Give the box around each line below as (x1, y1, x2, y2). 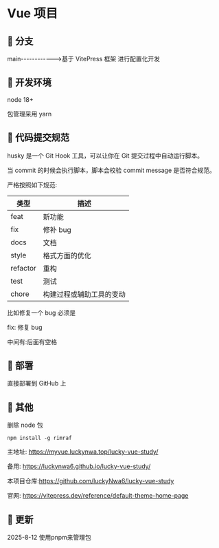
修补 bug (43, 224, 71, 234)
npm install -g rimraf (7, 434, 72, 442)
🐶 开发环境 (7, 76, 51, 89)
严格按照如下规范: (7, 180, 58, 189)
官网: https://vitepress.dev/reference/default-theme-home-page (7, 492, 189, 500)
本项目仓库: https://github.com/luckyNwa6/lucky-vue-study (7, 477, 174, 485)
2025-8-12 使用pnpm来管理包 (7, 534, 91, 542)
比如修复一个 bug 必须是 (7, 308, 76, 317)
